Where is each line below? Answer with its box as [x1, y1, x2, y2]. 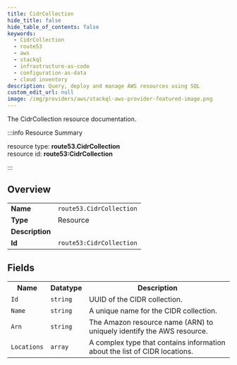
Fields [7, 262, 35, 274]
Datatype [50, 283, 83, 292]
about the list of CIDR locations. [89, 346, 194, 356]
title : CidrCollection [7, 10, 74, 18]
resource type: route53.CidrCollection [7, 142, 121, 150]
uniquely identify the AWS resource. [89, 326, 208, 335]
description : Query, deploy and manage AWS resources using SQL [7, 82, 200, 89]
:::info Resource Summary [7, 128, 83, 137]
